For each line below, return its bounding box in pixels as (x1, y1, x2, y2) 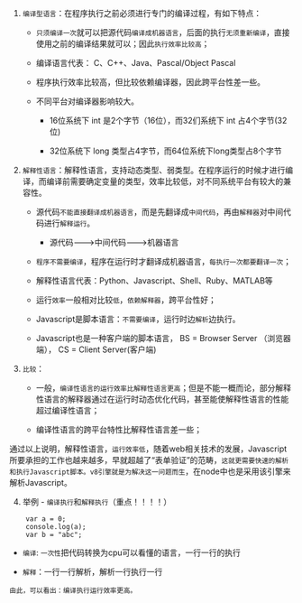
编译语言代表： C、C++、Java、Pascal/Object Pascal (35, 58, 236, 68)
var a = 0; (25, 515, 67, 524)
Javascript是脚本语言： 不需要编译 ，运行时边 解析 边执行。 (35, 314, 241, 324)
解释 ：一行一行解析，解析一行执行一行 (22, 567, 163, 577)
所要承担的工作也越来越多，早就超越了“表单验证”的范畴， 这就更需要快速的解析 (9, 455, 289, 465)
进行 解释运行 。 (43, 218, 96, 228)
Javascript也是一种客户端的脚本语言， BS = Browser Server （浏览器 (35, 333, 291, 343)
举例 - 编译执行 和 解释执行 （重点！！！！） (22, 496, 172, 507)
